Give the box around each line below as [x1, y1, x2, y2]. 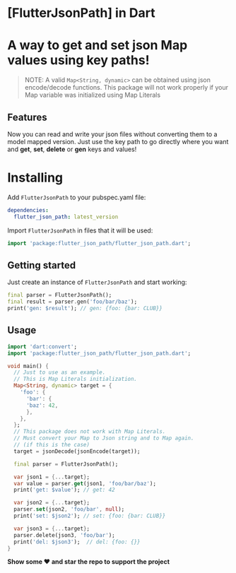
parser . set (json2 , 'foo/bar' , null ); [13, 506, 125, 513]
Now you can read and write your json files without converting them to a [7, 129, 218, 138]
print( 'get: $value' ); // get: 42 [13, 486, 115, 494]
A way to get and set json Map [7, 37, 188, 54]
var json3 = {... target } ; [13, 525, 90, 532]
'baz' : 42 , [25, 401, 59, 409]
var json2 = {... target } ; [13, 500, 90, 507]
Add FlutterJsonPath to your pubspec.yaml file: [7, 193, 146, 201]
